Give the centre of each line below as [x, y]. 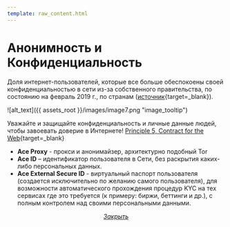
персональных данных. [68, 166]
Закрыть [116, 216]
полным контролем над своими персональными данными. [104, 203]
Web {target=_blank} [36, 138]
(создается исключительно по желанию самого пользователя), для [117, 181]
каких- [210, 158]
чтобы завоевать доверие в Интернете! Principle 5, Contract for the [105, 130]
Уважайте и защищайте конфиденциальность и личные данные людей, [112, 123]
